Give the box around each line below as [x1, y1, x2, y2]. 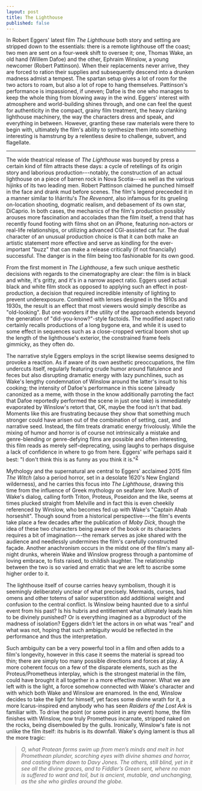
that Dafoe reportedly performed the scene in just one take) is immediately [6, 397, 191, 404]
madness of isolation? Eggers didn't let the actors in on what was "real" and [6, 620, 194, 627]
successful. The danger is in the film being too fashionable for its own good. [6, 252, 195, 260]
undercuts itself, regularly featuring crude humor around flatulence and [6, 365, 182, 372]
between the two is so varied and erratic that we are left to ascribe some [6, 564, 186, 571]
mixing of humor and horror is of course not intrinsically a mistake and [6, 429, 180, 437]
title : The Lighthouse [6, 14, 63, 20]
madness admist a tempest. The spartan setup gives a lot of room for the [6, 75, 187, 82]
